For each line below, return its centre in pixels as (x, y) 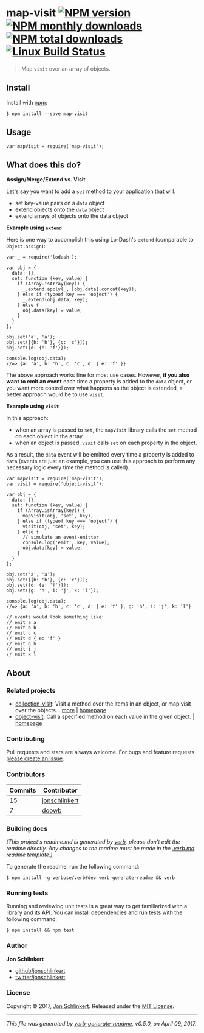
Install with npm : (27, 102)
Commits (23, 790)
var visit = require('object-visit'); (55, 484)
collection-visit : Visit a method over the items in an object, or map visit (103, 704)
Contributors (26, 774)
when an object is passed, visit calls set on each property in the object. (106, 443)
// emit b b (21, 628)
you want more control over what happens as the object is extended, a (95, 388)
